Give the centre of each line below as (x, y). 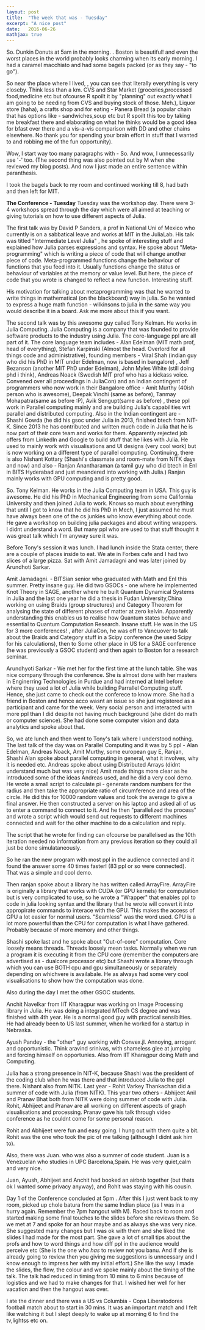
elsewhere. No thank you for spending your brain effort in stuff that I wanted (102, 136)
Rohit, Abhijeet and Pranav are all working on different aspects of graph (96, 1106)
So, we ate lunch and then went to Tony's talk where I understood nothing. (100, 739)
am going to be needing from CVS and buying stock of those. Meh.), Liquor (101, 103)
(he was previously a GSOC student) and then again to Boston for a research (103, 650)
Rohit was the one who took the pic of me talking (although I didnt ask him (99, 1137)
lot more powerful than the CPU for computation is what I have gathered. (98, 923)
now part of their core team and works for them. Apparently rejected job (97, 433)
